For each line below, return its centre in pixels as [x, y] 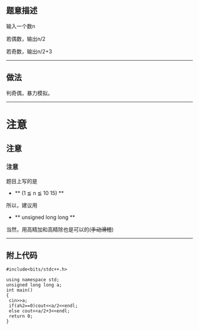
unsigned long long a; [34, 285]
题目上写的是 [22, 181]
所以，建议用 [22, 205]
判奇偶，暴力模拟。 [30, 93]
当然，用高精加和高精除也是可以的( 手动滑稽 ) [60, 229]
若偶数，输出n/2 [26, 39]
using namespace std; [33, 280]
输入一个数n [21, 26]
